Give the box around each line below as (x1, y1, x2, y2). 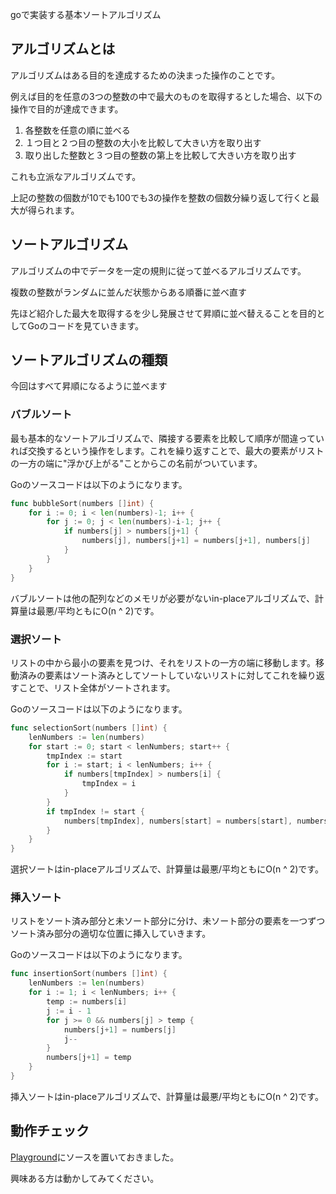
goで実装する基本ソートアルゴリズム (10, 9, 162, 20)
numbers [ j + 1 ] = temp (46, 1053, 132, 1063)
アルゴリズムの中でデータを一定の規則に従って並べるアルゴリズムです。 (10, 264, 307, 277)
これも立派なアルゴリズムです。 (10, 170, 142, 182)
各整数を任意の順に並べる (24, 124, 131, 136)
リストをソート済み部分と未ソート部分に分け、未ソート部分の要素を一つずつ (10, 915, 326, 927)
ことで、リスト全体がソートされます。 (18, 681, 176, 693)
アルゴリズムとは (10, 41, 116, 58)
